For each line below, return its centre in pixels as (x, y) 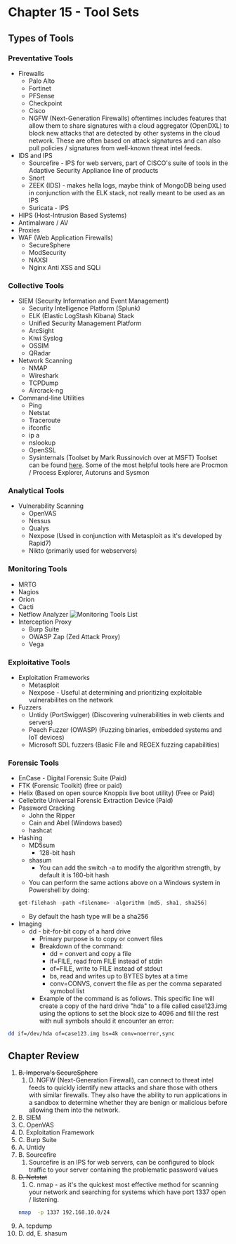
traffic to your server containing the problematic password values (123, 1170)
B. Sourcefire (37, 1154)
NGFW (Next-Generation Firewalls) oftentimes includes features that (127, 118)
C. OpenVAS (36, 1125)
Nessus (40, 521)
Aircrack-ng (46, 391)
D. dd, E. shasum (42, 1233)
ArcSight (41, 331)
